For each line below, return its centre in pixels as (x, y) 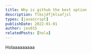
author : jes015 (21, 28)
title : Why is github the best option (46, 10)
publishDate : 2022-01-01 (31, 24)
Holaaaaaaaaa (20, 47)
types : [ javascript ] (27, 19)
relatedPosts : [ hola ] (28, 33)
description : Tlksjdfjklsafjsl (38, 14)
